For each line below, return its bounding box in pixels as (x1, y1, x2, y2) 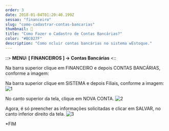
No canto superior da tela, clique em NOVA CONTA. (5, 95, 114, 101)
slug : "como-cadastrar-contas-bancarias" (5, 21, 95, 27)
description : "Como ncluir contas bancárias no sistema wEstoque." (5, 41, 153, 46)
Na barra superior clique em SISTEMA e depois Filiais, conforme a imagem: (5, 80, 164, 86)
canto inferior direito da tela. (5, 111, 65, 117)
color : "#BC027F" (5, 36, 43, 41)
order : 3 (5, 7, 24, 13)
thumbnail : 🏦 (5, 27, 33, 32)
